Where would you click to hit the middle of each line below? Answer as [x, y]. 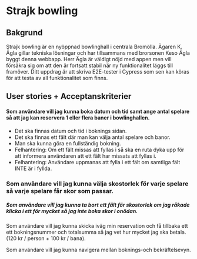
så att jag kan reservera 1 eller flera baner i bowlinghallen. [78, 117]
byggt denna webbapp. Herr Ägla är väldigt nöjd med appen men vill [89, 59]
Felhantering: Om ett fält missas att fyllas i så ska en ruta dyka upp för [99, 150]
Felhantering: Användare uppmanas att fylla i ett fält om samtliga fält [97, 162]
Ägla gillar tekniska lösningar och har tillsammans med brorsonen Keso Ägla [98, 53]
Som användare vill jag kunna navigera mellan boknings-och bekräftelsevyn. [98, 250]
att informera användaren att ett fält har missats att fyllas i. [86, 156]
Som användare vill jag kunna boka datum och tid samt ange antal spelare [98, 111]
